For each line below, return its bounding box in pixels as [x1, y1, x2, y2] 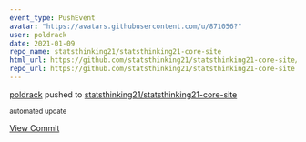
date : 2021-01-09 [9, 38, 76, 48]
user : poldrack [9, 30, 67, 39]
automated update [9, 106, 67, 116]
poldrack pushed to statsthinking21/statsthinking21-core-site [9, 88, 238, 100]
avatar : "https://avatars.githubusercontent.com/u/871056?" [9, 22, 243, 31]
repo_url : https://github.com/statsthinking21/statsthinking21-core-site [9, 65, 296, 74]
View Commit [9, 122, 60, 133]
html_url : [9, 56, 47, 65]
